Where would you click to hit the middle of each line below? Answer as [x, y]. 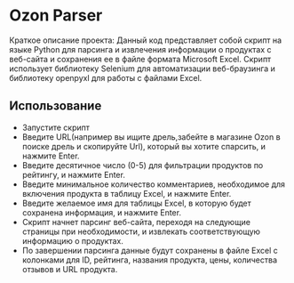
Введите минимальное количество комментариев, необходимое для [154, 184]
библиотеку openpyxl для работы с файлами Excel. [106, 77]
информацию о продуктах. [73, 240]
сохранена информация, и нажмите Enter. [102, 212]
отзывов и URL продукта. [70, 269]
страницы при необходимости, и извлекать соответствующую [141, 231]
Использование [56, 106]
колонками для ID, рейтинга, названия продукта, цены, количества [150, 260]
